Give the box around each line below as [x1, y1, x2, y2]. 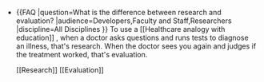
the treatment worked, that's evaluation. [15, 50, 148, 59]
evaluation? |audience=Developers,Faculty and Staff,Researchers [15, 16, 232, 25]
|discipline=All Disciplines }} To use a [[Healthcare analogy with [15, 25, 226, 33]
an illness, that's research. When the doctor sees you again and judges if [15, 41, 257, 51]
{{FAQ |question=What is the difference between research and [15, 8, 222, 17]
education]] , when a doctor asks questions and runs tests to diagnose [15, 33, 250, 42]
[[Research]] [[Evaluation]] [15, 65, 104, 75]
